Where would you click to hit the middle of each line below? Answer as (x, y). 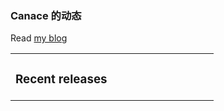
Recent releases (61, 79)
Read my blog (39, 38)
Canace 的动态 (46, 15)
